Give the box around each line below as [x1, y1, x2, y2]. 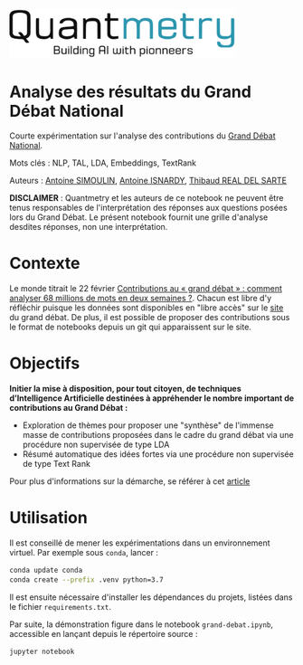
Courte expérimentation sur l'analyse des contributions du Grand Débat [9, 130, 276, 141]
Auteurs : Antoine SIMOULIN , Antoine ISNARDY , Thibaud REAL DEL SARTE [9, 176, 288, 186]
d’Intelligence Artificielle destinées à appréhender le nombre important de [9, 393, 295, 404]
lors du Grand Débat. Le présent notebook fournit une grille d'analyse [9, 212, 269, 223]
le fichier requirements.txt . [9, 601, 111, 612]
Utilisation [9, 508, 88, 528]
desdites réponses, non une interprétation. [9, 222, 168, 233]
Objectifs [9, 353, 80, 374]
